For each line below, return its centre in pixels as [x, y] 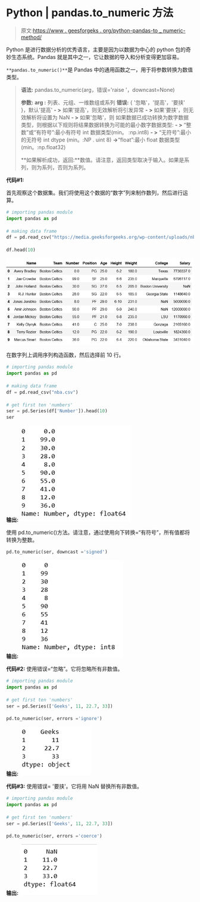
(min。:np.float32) [43, 147]
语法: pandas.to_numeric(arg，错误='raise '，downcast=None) [98, 89]
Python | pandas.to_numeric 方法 [90, 13]
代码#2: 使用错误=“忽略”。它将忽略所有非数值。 [65, 669]
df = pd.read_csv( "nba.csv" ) [42, 392]
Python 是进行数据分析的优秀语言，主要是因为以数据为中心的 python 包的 [96, 50]
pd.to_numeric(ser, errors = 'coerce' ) [54, 836]
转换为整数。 [22, 540]
